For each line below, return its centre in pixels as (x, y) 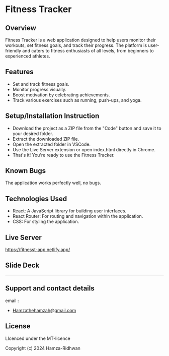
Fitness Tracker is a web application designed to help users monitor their (80, 40)
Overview (21, 28)
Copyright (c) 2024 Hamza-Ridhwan (43, 348)
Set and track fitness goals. (41, 84)
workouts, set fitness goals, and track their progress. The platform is (76, 45)
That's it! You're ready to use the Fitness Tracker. (63, 155)
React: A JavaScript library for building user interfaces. (69, 211)
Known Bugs (26, 171)
